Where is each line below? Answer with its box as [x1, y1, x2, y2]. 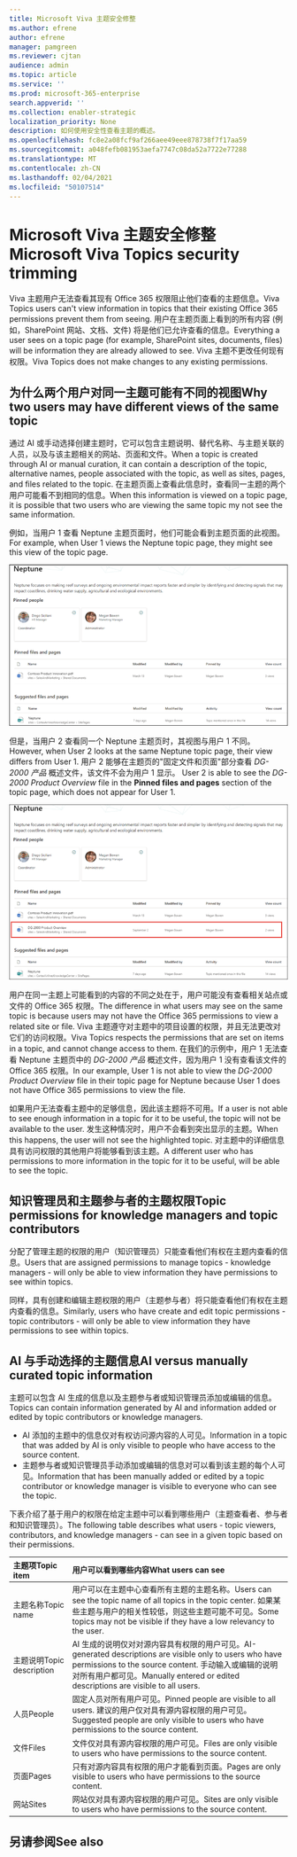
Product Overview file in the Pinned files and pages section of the [30, 777, 272, 788]
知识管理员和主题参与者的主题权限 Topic [9, 1193, 227, 1208]
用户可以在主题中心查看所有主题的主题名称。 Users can [72, 1583, 272, 1595]
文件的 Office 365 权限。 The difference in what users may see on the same [9, 1001, 283, 1011]
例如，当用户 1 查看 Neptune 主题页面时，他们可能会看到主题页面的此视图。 [9, 527, 286, 538]
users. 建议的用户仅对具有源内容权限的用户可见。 [72, 1705, 252, 1715]
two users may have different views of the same [9, 399, 279, 414]
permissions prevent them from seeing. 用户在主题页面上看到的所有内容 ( [9, 314, 276, 324]
